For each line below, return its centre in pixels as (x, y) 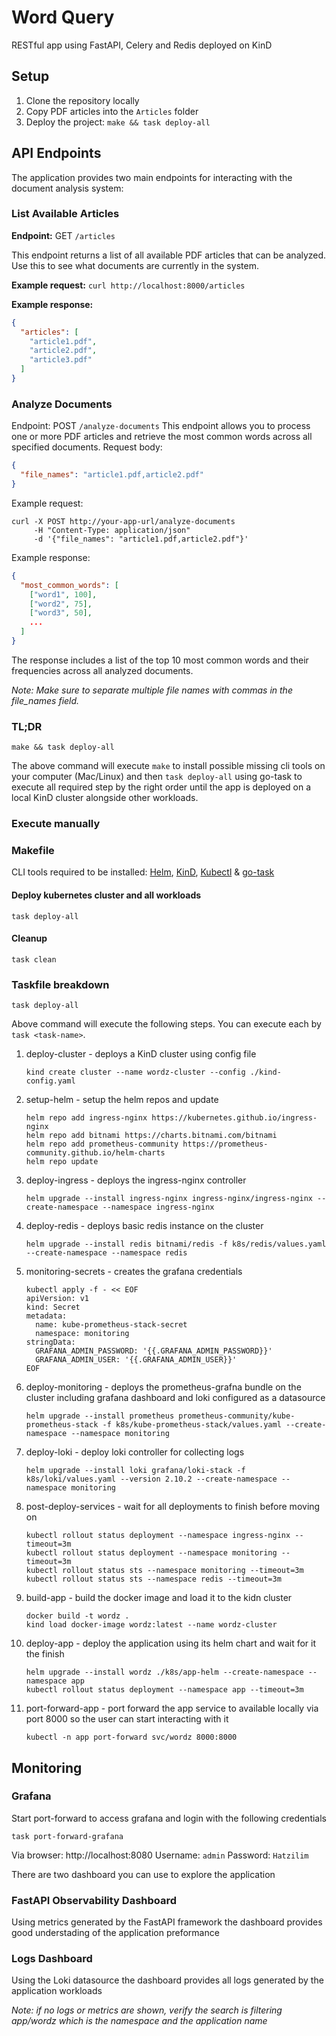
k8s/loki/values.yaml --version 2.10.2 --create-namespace (151, 1479)
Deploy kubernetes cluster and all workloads (106, 895)
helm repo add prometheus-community (102, 1144)
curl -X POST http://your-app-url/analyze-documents (123, 521)
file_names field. (45, 700)
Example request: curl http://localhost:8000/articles (128, 285)
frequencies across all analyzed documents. (102, 670)
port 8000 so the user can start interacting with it (127, 1719)
